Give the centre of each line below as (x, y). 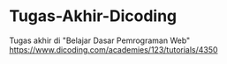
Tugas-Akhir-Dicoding (93, 16)
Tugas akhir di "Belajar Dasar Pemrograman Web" (100, 40)
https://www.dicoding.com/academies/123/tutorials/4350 (113, 49)
